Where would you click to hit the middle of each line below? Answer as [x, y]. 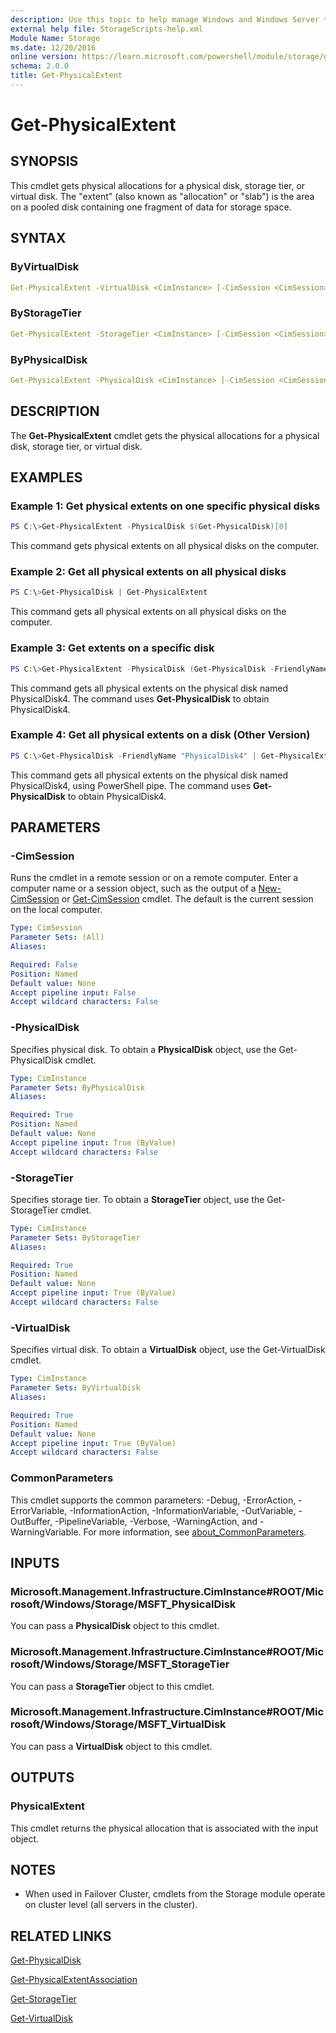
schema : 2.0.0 [40, 66]
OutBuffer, [31, 1521]
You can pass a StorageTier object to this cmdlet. [112, 1686]
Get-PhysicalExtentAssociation [74, 1980]
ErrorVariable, [39, 1510]
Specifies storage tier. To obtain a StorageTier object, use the [137, 1199]
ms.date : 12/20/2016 [53, 47]
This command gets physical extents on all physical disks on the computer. [165, 546]
